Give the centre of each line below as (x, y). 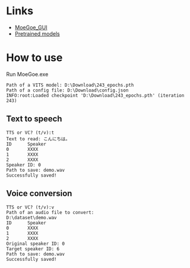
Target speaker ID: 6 (33, 249)
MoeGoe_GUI (31, 27)
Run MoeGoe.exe (27, 74)
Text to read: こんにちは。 (38, 139)
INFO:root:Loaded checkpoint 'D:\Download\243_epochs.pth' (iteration (95, 95)
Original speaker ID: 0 (36, 244)
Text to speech (34, 119)
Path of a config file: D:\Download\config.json (67, 90)
